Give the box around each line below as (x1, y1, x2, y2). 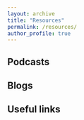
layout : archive (7, 10, 55, 18)
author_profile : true (7, 29, 71, 37)
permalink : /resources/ (7, 23, 78, 30)
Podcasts (7, 55, 50, 67)
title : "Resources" (7, 17, 65, 24)
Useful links (7, 103, 61, 116)
